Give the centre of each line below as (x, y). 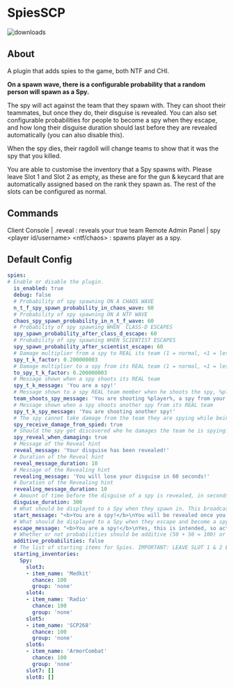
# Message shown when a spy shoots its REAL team (87, 379)
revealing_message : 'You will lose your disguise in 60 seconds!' (112, 476)
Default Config (40, 259)
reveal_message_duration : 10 (56, 463)
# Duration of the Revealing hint (63, 483)
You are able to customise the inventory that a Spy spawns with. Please (110, 169)
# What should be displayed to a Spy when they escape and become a (115, 522)
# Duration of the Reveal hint (59, 457)
